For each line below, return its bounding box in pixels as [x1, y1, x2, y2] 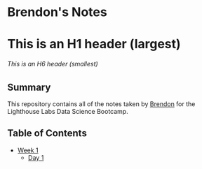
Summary [7, 81, 51, 93]
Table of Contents [7, 127, 88, 140]
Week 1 [17, 146, 39, 154]
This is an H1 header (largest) [7, 36, 181, 52]
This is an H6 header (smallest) [7, 59, 98, 68]
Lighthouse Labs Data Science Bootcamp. [7, 108, 128, 115]
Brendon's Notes [7, 4, 107, 20]
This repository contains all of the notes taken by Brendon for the [7, 100, 196, 108]
